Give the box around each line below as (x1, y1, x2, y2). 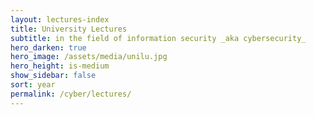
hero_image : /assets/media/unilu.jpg (10, 52, 168, 62)
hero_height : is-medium (10, 61, 110, 71)
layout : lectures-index (10, 14, 110, 25)
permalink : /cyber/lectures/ (10, 89, 132, 99)
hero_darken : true (10, 42, 87, 53)
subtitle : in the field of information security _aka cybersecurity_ (10, 33, 307, 43)
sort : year (10, 80, 56, 90)
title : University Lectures (10, 24, 128, 34)
